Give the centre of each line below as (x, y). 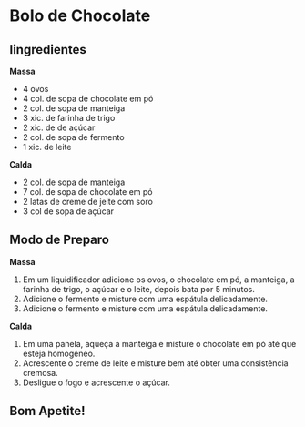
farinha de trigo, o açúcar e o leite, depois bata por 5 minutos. (138, 289)
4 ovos (36, 89)
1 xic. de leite (47, 147)
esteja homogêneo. (59, 353)
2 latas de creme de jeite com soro (87, 202)
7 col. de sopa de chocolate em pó (87, 192)
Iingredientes (48, 50)
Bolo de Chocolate (80, 16)
